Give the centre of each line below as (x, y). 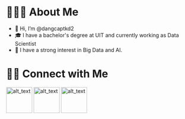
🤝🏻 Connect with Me (57, 74)
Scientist (25, 43)
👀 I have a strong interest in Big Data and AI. (68, 50)
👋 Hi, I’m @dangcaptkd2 (44, 28)
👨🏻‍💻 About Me (42, 12)
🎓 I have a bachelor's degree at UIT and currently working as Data (97, 35)
